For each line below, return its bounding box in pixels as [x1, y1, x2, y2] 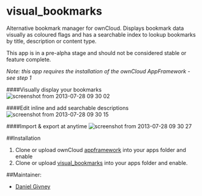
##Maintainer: [6, 171, 42, 178]
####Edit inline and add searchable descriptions [6, 104, 129, 111]
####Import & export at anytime [6, 122, 88, 129]
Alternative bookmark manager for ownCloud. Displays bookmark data [6, 24, 184, 32]
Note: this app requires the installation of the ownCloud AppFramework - [6, 67, 191, 74]
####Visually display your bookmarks [6, 85, 102, 93]
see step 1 [6, 74, 32, 81]
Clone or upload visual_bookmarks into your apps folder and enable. [15, 159, 188, 166]
